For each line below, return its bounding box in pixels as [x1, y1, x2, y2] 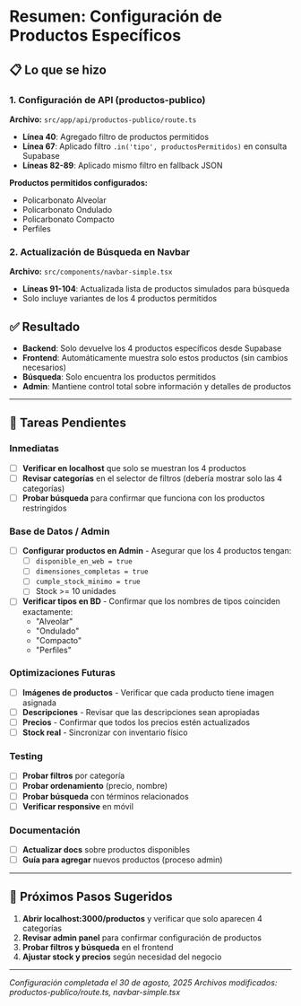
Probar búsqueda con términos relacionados [21, 791, 190, 801]
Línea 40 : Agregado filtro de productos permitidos [21, 131, 209, 142]
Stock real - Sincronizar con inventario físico [21, 727, 188, 738]
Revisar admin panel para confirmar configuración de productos [21, 932, 262, 943]
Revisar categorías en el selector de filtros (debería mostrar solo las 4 [21, 473, 283, 484]
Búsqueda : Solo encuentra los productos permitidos [21, 371, 217, 382]
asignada [21, 697, 56, 708]
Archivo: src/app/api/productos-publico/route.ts [9, 114, 197, 125]
